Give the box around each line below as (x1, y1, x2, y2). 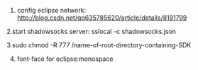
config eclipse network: (16, 6, 87, 14)
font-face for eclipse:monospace (16, 54, 114, 63)
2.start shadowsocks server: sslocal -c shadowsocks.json (6, 28, 177, 35)
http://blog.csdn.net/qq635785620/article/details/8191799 (16, 13, 187, 22)
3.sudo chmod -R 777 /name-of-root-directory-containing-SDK (6, 41, 192, 49)
